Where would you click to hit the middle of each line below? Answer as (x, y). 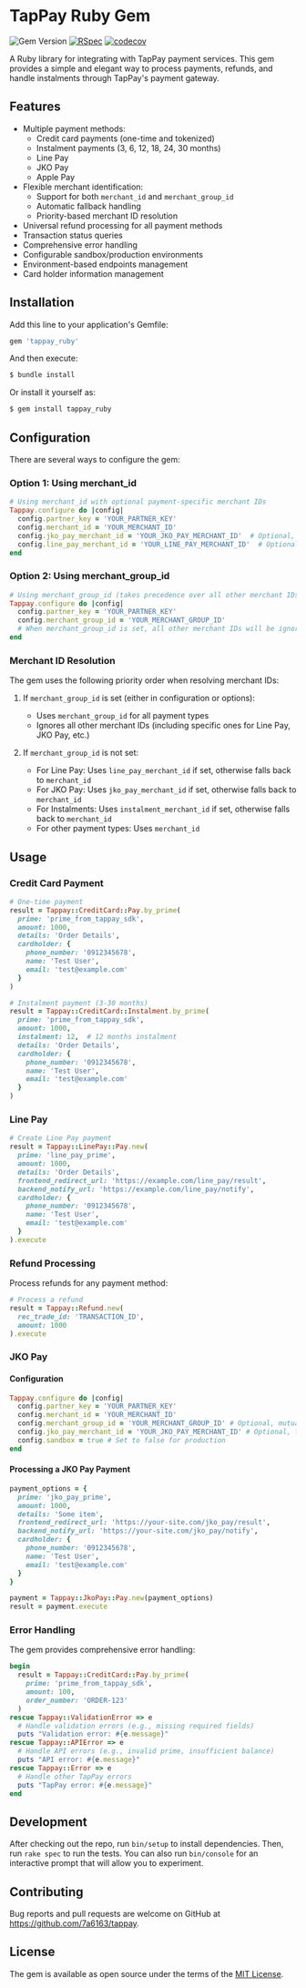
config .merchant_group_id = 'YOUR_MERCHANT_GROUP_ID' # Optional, (146, 1423)
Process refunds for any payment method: (89, 1283)
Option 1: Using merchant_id (73, 483)
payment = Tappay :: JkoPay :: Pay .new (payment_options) (112, 1598)
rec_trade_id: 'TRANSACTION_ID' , (81, 1317)
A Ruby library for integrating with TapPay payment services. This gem (142, 58)
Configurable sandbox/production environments (112, 254)
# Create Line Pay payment (61, 1138)
